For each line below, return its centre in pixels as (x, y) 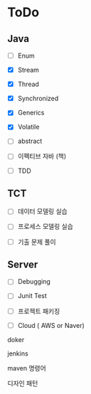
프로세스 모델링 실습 (45, 227)
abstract (30, 141)
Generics (31, 113)
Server (23, 264)
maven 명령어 (27, 368)
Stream (28, 70)
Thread (28, 84)
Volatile (28, 127)
